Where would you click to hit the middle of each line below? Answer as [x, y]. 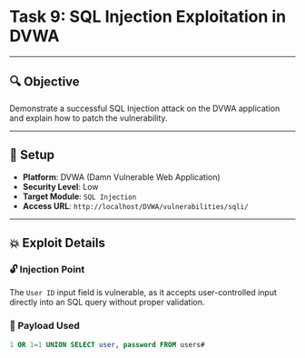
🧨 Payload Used [44, 326]
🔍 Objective [44, 82]
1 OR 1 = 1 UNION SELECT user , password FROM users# [107, 344]
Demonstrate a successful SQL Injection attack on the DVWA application [145, 108]
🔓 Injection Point [47, 269]
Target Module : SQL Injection [79, 196]
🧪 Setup [32, 155]
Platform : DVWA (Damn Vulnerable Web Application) [121, 177]
